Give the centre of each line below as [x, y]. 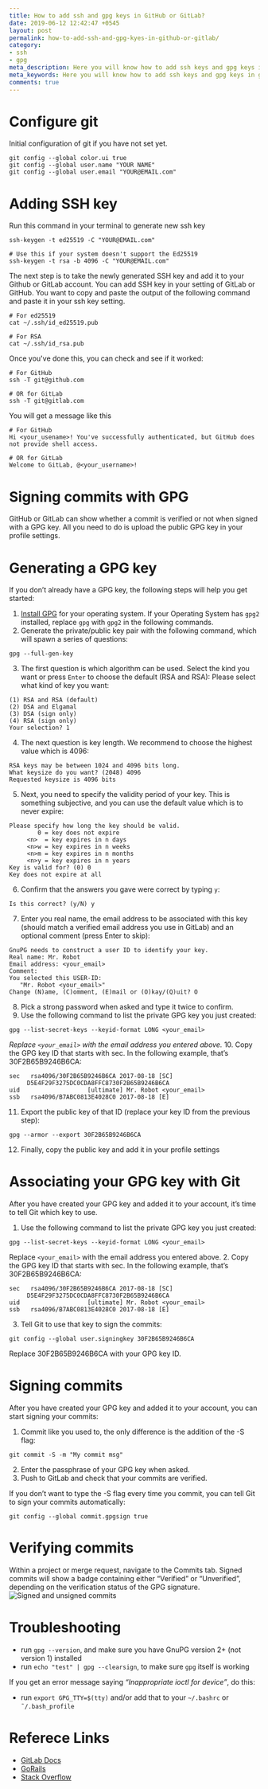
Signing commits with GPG [99, 496]
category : [25, 45]
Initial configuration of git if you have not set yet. [88, 143]
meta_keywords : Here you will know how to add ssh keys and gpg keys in [132, 75]
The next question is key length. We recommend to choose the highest [136, 743]
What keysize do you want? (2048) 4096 [75, 773]
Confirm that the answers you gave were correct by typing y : [120, 889]
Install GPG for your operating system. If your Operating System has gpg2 [140, 614]
